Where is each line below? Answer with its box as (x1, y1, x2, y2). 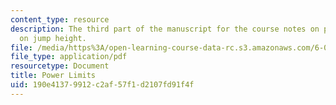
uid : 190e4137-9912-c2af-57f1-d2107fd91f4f (10, 80, 195, 90)
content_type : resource (10, 14, 110, 25)
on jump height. (19, 33, 87, 43)
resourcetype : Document (10, 61, 110, 71)
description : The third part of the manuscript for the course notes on (10, 24, 320, 34)
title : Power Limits (10, 71, 97, 81)
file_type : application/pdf (10, 52, 128, 62)
